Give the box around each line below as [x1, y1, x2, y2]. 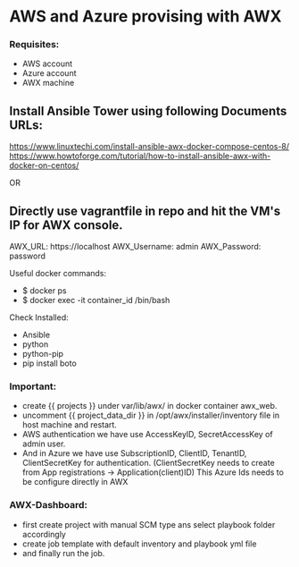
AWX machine [21, 78, 75, 89]
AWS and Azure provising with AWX [9, 6, 282, 27]
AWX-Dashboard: [9, 499, 87, 512]
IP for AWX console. [9, 217, 123, 233]
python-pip [21, 349, 64, 360]
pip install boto [21, 358, 78, 368]
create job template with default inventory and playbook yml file [21, 538, 257, 549]
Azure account [21, 68, 77, 79]
